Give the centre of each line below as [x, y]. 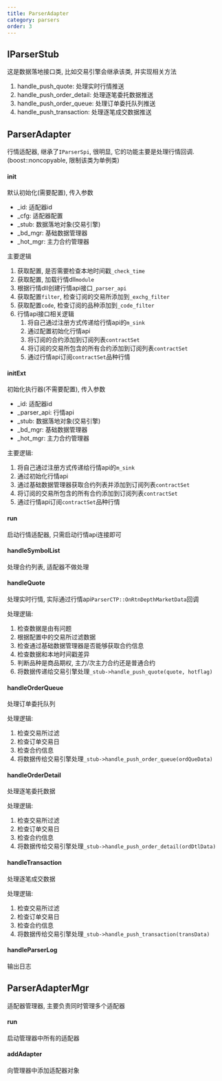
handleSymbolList [34, 551]
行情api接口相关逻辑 [45, 314]
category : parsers [33, 20]
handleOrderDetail [34, 775]
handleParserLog [32, 950]
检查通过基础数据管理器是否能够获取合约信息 [80, 646]
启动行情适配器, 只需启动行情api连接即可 [64, 534]
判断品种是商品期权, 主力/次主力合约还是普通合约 [86, 663]
